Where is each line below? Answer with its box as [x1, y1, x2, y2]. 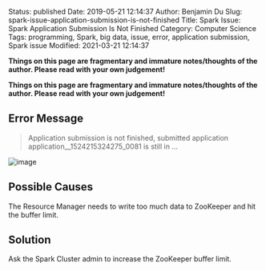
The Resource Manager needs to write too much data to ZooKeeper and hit [8, 201, 256, 211]
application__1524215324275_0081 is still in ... [27, 141, 179, 151]
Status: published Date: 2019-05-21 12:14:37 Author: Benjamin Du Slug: [8, 7, 243, 16]
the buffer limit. [8, 209, 58, 219]
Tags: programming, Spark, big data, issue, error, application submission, [8, 32, 250, 42]
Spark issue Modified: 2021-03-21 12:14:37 [8, 41, 150, 50]
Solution [8, 233, 51, 247]
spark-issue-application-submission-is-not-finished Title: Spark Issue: [8, 15, 241, 25]
